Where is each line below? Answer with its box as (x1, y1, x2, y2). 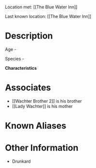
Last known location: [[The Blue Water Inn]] (5, 14, 92, 19)
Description (5, 31, 53, 42)
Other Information (5, 142, 79, 153)
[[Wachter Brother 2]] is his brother (12, 98, 82, 104)
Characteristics (5, 65, 37, 71)
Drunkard (12, 158, 31, 164)
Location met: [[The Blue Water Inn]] (5, 4, 78, 10)
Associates (5, 82, 51, 93)
